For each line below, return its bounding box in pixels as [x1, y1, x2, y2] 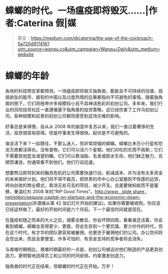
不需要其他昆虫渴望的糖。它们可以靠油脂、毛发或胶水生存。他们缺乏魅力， [5, 152, 158, 158]
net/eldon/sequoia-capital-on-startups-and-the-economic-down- [5, 194, 141, 200]
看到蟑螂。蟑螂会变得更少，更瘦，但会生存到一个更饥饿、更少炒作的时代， [5, 223, 158, 229]
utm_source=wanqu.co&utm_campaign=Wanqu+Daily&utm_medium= [17, 46, 160, 52]
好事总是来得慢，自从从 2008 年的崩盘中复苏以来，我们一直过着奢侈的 [5, 123, 150, 129]
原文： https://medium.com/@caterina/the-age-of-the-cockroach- [17, 35, 153, 41]
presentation [5, 200, 31, 206]
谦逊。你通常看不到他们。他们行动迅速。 [13, 159, 97, 165]
